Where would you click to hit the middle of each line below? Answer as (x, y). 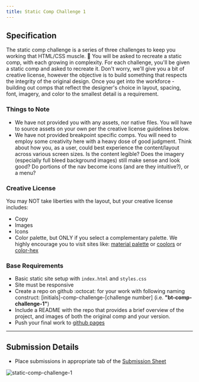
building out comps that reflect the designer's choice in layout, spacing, (94, 88)
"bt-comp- (179, 298)
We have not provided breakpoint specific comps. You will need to (95, 135)
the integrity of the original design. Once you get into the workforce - (90, 81)
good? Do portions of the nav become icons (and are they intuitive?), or (102, 166)
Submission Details (42, 347)
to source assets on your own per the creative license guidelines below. (102, 129)
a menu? (25, 173)
